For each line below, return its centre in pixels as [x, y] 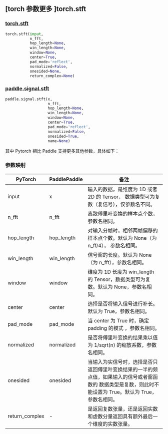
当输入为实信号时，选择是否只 [122, 362]
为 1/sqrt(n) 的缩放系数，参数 [122, 345]
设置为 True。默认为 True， [124, 392]
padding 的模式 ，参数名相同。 [123, 328]
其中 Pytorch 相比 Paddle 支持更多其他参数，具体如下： [62, 151]
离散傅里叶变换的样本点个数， [122, 213]
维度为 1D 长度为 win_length [121, 272]
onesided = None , [45, 71]
